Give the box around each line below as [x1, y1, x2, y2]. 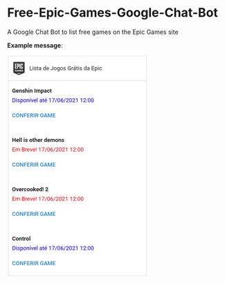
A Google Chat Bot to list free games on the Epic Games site [7, 28, 179, 36]
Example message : [7, 41, 63, 49]
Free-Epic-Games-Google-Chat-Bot [7, 5, 218, 21]
